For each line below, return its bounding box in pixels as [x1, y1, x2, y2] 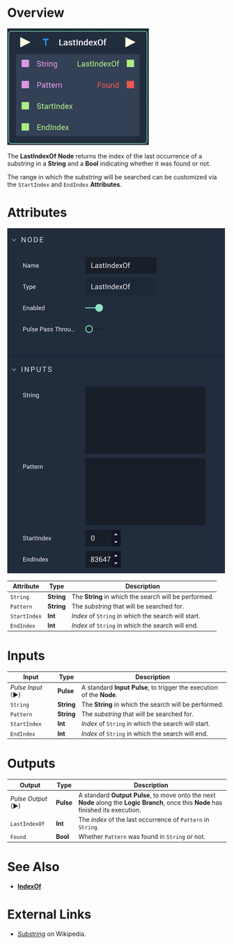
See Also [7, 858, 60, 875]
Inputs [7, 648, 45, 664]
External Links [7, 906, 92, 922]
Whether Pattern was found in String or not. [78, 833, 205, 841]
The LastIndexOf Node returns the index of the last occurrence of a [7, 151, 203, 160]
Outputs [7, 756, 56, 772]
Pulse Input [10, 683, 43, 692]
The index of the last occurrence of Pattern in [78, 815, 210, 824]
